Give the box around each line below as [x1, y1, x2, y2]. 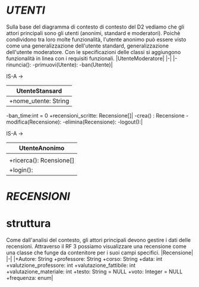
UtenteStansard [16, 87, 62, 95]
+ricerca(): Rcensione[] [9, 156, 75, 164]
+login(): [9, 166, 33, 174]
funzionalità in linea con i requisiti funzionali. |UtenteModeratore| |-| [6, 55, 172, 62]
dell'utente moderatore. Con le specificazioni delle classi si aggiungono [6, 48, 181, 55]
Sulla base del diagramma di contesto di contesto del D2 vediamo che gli [6, 23, 185, 30]
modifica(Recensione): [6, 118, 62, 125]
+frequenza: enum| [6, 275, 53, 282]
